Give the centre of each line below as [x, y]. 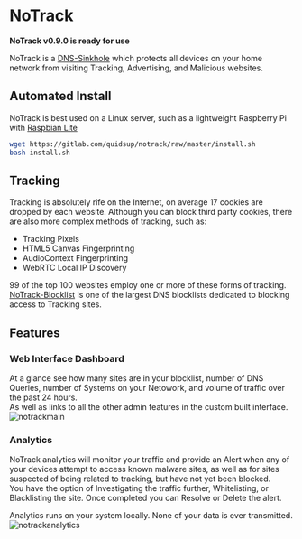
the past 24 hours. [44, 397]
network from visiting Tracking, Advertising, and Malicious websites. [137, 68]
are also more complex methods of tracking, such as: [108, 221]
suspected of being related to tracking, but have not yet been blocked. [140, 479]
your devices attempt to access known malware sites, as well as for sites [144, 469]
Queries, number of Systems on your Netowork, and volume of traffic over [147, 388]
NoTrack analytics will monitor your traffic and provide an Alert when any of [150, 460]
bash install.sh [40, 153]
